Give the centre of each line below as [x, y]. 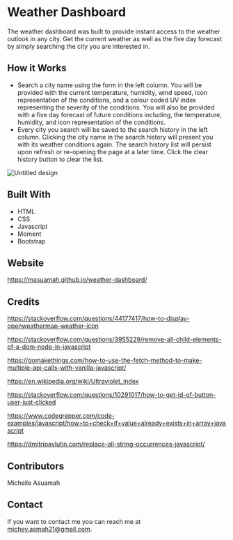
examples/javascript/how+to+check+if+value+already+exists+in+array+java [116, 423]
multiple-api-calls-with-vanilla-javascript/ [67, 368]
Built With [29, 195]
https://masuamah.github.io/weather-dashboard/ [77, 280]
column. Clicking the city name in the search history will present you [115, 137]
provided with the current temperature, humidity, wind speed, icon [112, 92]
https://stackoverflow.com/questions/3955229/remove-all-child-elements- [114, 340]
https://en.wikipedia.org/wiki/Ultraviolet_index [73, 382]
